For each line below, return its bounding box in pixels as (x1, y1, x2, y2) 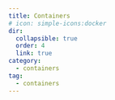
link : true (15, 49, 53, 57)
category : (8, 57, 42, 65)
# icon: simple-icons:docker (8, 19, 107, 27)
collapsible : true (15, 34, 79, 43)
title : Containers (8, 11, 70, 20)
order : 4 (15, 42, 45, 50)
